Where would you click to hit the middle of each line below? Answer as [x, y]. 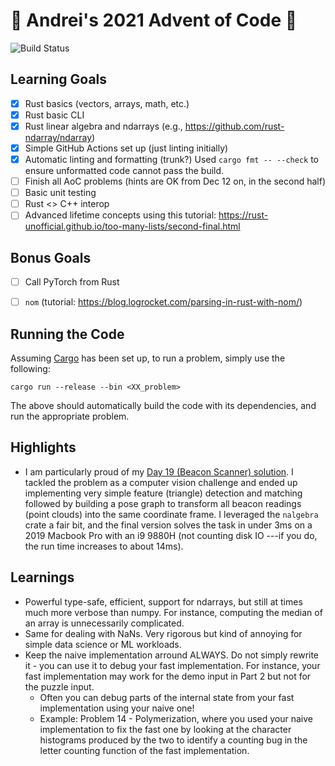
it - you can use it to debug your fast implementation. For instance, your [172, 665]
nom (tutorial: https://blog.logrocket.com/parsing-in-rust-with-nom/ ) [163, 302]
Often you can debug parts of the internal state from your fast [167, 697]
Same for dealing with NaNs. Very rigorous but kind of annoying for [163, 633]
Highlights [43, 447]
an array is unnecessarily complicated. [104, 623]
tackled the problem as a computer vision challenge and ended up [161, 482]
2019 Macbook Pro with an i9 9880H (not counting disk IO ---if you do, [171, 535]
